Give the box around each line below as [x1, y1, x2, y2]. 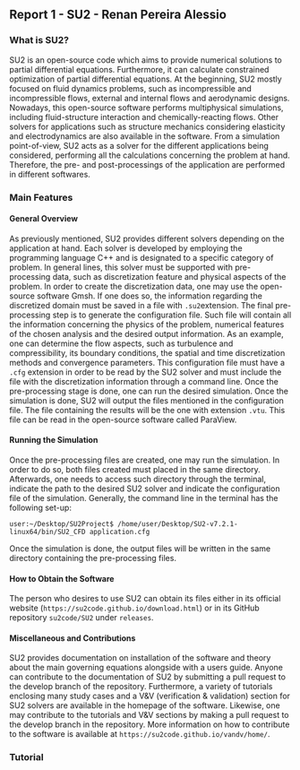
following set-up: [9, 502, 72, 514]
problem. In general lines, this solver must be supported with [9, 262, 233, 273]
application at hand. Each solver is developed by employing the [9, 242, 244, 254]
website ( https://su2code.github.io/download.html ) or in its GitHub [9, 602, 260, 613]
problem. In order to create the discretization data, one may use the [9, 281, 259, 291]
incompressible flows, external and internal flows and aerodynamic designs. [9, 92, 290, 103]
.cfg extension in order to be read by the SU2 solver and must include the [9, 367, 282, 377]
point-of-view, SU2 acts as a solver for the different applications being [9, 140, 269, 151]
